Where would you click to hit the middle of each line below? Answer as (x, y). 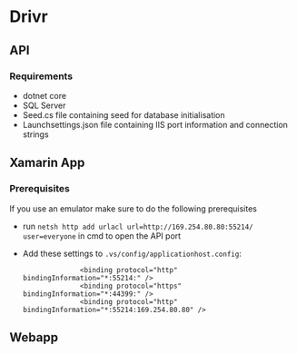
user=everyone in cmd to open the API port (102, 236)
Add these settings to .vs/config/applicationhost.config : (132, 253)
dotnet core (44, 95)
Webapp (34, 337)
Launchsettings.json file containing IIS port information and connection (155, 124)
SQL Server (44, 105)
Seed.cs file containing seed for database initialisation (124, 114)
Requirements (41, 76)
